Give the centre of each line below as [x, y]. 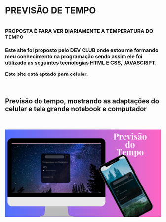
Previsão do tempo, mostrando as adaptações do [82, 101]
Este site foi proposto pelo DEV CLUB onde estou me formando [82, 50]
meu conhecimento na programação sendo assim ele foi [74, 57]
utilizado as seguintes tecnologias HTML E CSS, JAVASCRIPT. [81, 63]
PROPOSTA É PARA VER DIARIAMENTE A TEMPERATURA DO [79, 31]
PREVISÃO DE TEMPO [51, 11]
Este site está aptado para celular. [47, 74]
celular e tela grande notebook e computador [76, 109]
